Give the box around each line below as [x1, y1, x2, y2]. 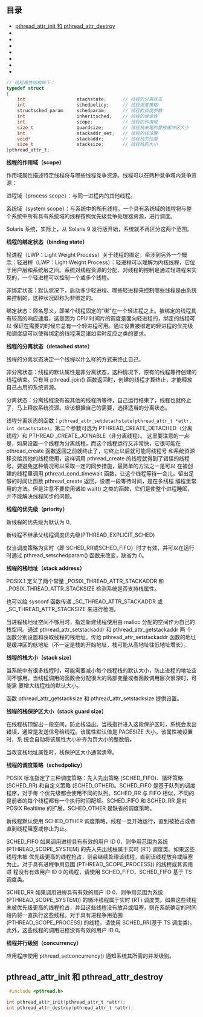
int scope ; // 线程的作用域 [17, 119, 158, 125]
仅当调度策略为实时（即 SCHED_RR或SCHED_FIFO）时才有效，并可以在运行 [6, 544, 195, 552]
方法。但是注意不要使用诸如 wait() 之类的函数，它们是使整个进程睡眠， [16, 485, 193, 492]
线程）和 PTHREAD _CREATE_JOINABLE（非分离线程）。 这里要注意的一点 [6, 432, 190, 440]
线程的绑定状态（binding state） [6, 238, 88, 246]
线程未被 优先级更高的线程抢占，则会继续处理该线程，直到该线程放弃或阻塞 [6, 853, 193, 861]
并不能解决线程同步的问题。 [6, 492, 76, 500]
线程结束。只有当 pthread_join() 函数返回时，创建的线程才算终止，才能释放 [6, 376, 193, 383]
